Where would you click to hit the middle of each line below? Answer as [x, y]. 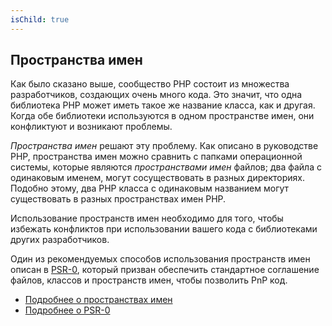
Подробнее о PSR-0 [67, 310]
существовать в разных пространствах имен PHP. [118, 199]
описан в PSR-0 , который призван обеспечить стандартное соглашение [165, 270]
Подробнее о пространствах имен [98, 300]
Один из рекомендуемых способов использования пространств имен [160, 259]
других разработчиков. [60, 240]
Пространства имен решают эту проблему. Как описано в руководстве [164, 146]
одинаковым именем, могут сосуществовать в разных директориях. [157, 178]
